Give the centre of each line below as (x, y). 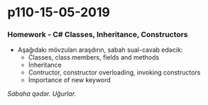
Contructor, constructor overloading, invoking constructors (114, 72)
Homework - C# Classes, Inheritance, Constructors (98, 35)
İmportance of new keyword (70, 80)
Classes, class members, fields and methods (94, 57)
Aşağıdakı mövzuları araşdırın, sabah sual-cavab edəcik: (100, 50)
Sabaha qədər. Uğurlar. (42, 94)
